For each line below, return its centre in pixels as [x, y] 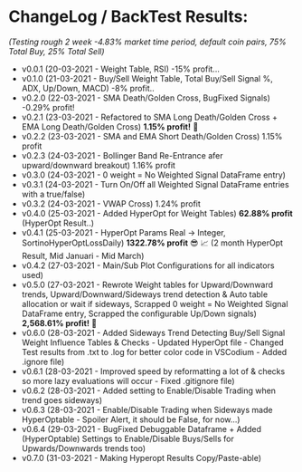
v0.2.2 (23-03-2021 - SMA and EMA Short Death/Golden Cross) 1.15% [152, 136]
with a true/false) [53, 194]
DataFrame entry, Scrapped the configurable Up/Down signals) [139, 313]
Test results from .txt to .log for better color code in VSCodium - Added [154, 352]
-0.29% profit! [48, 107]
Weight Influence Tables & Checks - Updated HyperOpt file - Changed [152, 342]
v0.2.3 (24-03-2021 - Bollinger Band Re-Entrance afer [122, 155]
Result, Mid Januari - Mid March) [83, 255]
